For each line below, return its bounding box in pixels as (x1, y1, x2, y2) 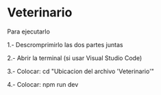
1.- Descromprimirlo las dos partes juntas (7, 40, 123, 49)
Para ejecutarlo (7, 27, 50, 36)
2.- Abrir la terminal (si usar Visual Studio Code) (7, 53, 143, 62)
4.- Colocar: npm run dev (7, 80, 79, 88)
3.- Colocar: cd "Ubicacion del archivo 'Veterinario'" (7, 67, 154, 75)
